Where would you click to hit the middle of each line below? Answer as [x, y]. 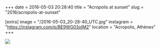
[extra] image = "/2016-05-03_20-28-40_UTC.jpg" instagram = [69, 22]
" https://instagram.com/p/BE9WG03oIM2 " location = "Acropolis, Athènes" [80, 27]
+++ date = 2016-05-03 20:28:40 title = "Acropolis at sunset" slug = [75, 7]
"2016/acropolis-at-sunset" [33, 12]
